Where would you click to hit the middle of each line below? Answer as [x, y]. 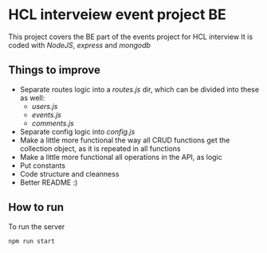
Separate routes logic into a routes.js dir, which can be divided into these [139, 89]
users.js [45, 106]
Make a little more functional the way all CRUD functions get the [125, 140]
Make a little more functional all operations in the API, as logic [121, 157]
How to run [36, 207]
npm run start [32, 241]
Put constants [43, 165]
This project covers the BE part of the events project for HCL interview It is [131, 37]
